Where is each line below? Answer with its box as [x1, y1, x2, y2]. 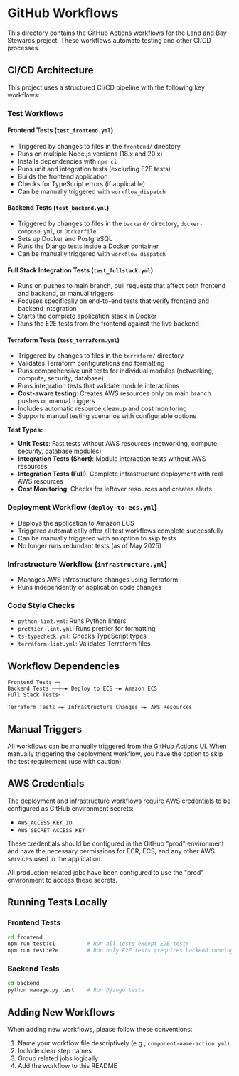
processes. [7, 43, 41, 52]
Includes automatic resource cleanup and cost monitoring [17, 404, 187, 413]
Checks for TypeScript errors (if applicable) [17, 179, 146, 188]
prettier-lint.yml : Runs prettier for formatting [17, 624, 156, 633]
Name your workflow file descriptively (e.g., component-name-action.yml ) [17, 1038, 230, 1047]
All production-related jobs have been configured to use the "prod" [7, 868, 204, 876]
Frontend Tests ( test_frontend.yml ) [7, 126, 114, 134]
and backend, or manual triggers [17, 289, 114, 298]
